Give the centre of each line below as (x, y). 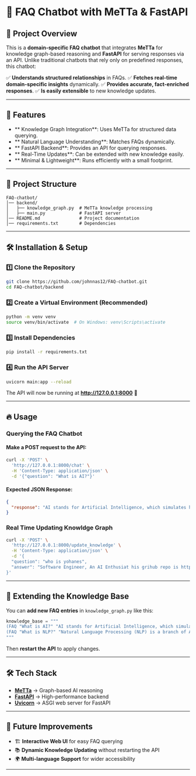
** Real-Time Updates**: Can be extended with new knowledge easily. (99, 154)
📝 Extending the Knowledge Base (68, 596)
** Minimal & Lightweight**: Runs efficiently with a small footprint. (94, 160)
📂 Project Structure (41, 184)
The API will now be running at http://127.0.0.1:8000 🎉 (72, 393)
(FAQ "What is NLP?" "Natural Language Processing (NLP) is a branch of (96, 632)
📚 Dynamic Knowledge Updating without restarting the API (87, 750)
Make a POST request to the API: (46, 447)
